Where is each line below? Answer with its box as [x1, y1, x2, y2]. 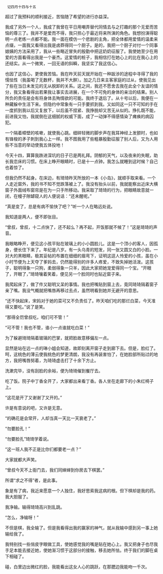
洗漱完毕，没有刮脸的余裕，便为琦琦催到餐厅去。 [5, 368, 103, 373]
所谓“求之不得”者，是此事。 [5, 478, 60, 483]
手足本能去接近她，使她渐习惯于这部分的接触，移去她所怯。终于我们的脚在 [5, 547, 154, 553]
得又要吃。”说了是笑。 [5, 304, 48, 310]
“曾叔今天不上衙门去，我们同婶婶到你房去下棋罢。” [5, 467, 105, 473]
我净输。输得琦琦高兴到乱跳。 [5, 504, 65, 510]
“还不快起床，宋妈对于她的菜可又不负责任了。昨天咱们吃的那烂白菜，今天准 [5, 298, 156, 303]
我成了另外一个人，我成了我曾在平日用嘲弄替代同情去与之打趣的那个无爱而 [5, 24, 154, 30]
